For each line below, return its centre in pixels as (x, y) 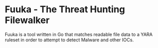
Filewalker (27, 20)
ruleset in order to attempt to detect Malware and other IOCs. (69, 40)
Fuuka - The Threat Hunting (65, 9)
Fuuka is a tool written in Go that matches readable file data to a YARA (79, 34)
